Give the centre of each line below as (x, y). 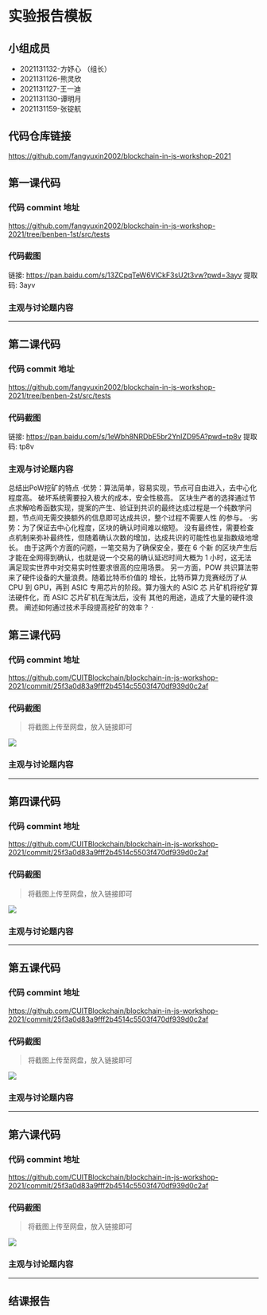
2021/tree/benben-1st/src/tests (59, 234)
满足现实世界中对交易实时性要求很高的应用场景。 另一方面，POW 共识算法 (130, 567)
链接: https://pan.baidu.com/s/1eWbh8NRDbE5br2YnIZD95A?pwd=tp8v (125, 437)
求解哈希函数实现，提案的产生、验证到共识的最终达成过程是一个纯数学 (130, 508)
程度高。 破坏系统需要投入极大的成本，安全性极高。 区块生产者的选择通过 (128, 498)
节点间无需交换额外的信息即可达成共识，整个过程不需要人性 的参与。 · (136, 518)
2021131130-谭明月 (50, 99)
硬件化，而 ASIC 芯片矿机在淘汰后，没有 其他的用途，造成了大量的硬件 (130, 598)
